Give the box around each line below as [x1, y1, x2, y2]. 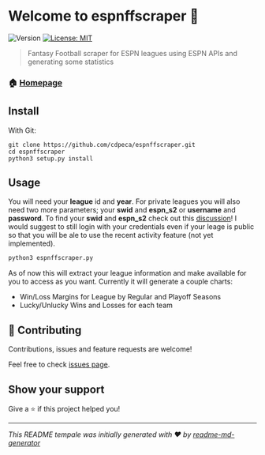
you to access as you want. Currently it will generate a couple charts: [8, 276, 233, 287]
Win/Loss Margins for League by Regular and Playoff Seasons [19, 292, 222, 302]
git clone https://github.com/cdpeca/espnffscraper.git [8, 141, 196, 149]
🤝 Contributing [8, 323, 82, 337]
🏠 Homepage [8, 77, 63, 88]
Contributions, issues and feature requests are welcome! [8, 344, 192, 354]
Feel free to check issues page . [8, 359, 110, 370]
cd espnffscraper [8, 148, 65, 156]
